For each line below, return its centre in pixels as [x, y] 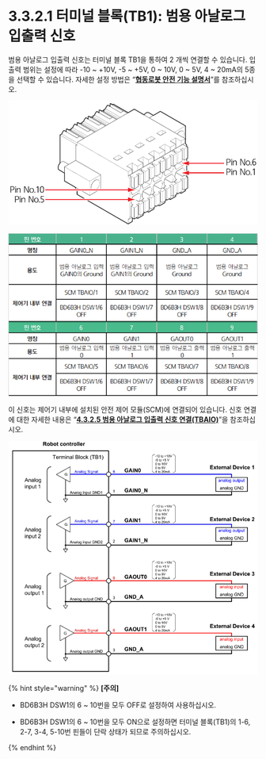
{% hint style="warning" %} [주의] [64, 688]
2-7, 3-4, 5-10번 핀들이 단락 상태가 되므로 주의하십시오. [105, 731]
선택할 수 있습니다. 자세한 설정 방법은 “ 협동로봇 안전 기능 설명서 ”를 [118, 79]
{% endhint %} [32, 747]
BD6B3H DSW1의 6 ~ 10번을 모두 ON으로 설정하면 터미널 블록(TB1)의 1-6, [135, 722]
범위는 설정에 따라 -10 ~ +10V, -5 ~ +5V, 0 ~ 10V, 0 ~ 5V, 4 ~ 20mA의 [133, 69]
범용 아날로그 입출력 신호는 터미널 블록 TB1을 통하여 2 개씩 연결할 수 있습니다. [128, 59]
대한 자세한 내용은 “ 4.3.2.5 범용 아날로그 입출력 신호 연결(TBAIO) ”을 [122, 419]
